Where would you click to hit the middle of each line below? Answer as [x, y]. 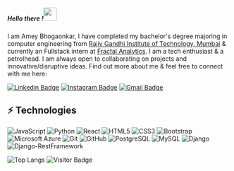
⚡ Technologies [42, 111]
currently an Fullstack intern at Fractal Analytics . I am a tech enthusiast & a [116, 51]
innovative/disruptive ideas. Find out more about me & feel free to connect [115, 66]
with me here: [27, 73]
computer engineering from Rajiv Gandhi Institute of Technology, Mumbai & [117, 43]
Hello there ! [26, 18]
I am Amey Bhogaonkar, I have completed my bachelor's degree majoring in [117, 36]
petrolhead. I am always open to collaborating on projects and [97, 59]
